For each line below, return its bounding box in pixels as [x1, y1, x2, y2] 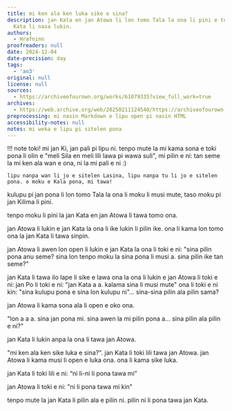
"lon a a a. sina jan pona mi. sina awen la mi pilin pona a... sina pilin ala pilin [7, 314, 221, 323]
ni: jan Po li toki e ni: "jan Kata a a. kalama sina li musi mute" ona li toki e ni [7, 281, 218, 289]
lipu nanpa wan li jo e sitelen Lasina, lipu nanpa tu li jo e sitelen [7, 172, 217, 179]
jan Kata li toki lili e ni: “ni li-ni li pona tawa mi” [7, 370, 137, 378]
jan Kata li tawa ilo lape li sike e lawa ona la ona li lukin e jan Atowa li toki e [7, 273, 218, 281]
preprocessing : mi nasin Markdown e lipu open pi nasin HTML [7, 112, 187, 119]
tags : [7, 61, 23, 68]
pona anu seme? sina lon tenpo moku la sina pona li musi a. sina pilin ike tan [7, 252, 223, 261]
